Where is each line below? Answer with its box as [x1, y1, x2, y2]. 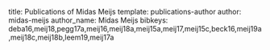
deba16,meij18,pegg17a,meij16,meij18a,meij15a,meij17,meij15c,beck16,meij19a [8, 24, 262, 33]
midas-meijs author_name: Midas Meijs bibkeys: [8, 15, 168, 25]
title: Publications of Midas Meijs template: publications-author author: [8, 7, 242, 16]
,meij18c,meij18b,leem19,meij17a [8, 32, 114, 42]
